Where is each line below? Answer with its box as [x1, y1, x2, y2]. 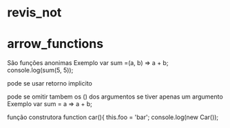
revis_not [7, 5, 62, 21]
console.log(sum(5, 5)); [7, 66, 74, 75]
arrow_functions [7, 36, 104, 52]
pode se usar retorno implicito [7, 79, 93, 88]
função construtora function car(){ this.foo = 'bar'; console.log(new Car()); [7, 113, 219, 121]
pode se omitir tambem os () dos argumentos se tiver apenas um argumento [7, 92, 224, 101]
